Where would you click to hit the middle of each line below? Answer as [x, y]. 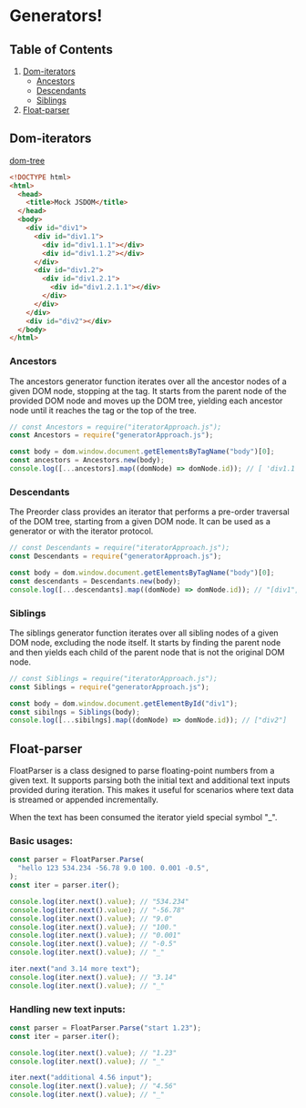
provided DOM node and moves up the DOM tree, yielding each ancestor [146, 401]
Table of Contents [61, 50]
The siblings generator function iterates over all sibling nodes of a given [144, 633]
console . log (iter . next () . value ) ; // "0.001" [95, 935]
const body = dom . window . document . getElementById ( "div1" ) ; [124, 703]
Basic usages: [41, 841]
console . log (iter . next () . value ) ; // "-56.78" [97, 910]
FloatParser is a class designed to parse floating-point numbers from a [142, 771]
